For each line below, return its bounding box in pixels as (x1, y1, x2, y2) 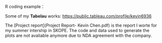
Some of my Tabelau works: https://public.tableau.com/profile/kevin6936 (5, 13, 152, 19)
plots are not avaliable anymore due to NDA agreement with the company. (5, 32, 152, 38)
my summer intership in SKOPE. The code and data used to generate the (5, 28, 150, 33)
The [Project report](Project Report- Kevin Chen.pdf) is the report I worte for (5, 22, 157, 28)
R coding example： (5, 4, 45, 9)
